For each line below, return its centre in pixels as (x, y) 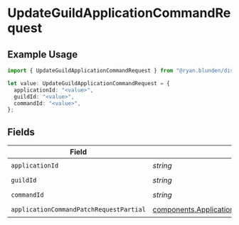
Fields (21, 132)
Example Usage (43, 54)
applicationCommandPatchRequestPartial (78, 209)
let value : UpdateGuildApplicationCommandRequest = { (89, 83)
